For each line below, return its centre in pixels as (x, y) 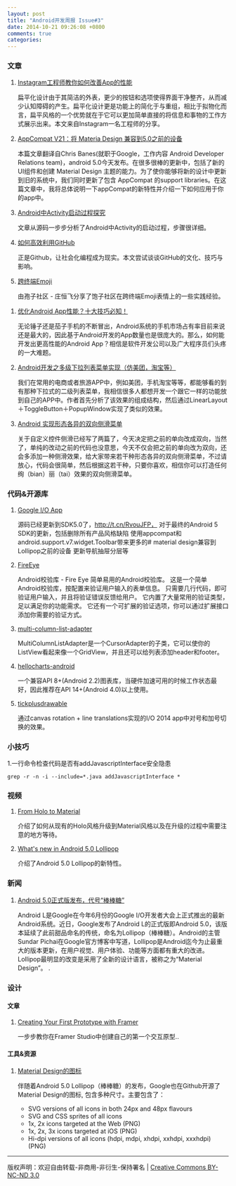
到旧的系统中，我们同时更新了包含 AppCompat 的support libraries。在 (119, 180)
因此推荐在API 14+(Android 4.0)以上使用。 (91, 689)
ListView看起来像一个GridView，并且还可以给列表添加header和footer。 (120, 652)
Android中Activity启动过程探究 (61, 213)
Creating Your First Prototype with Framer (78, 1022)
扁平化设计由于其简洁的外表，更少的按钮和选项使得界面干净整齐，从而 (119, 97)
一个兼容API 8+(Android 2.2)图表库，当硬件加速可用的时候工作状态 (114, 681)
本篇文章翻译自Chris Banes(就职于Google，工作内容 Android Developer (121, 154)
